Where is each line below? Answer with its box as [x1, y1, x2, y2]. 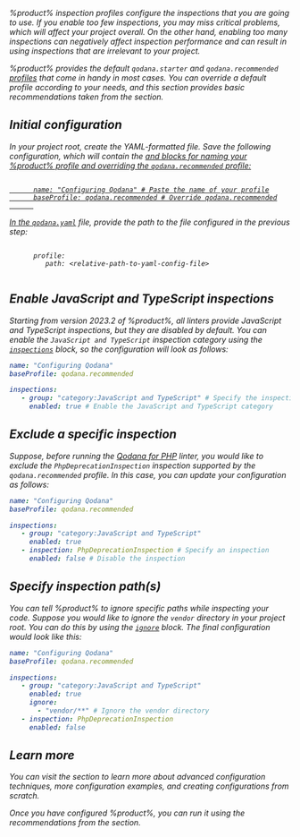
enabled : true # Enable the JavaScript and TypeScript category [29, 402, 274, 411]
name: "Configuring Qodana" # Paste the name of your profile [32, 185, 270, 194]
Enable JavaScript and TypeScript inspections [9, 291, 274, 307]
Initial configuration [9, 117, 122, 132]
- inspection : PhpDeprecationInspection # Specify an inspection [21, 546, 270, 555]
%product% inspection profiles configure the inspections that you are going [9, 8, 290, 18]
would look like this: [9, 631, 82, 642]
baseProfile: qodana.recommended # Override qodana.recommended [32, 192, 278, 202]
